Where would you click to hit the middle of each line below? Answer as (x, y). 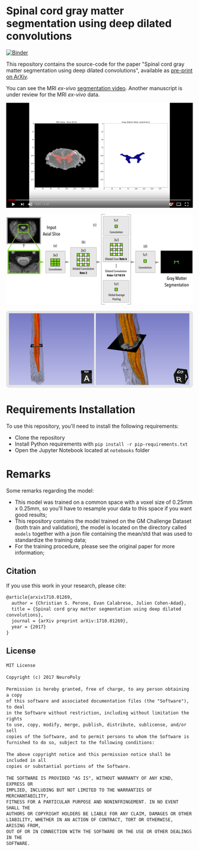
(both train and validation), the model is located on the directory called (100, 527)
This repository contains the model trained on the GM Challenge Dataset (103, 521)
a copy (14, 695)
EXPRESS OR (20, 784)
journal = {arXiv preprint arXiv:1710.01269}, (70, 621)
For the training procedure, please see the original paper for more (95, 546)
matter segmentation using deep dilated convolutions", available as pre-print (99, 70)
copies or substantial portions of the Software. (69, 766)
